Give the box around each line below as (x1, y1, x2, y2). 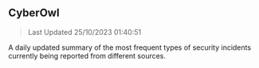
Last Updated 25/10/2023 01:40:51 (27, 27, 142, 36)
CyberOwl (8, 6, 60, 20)
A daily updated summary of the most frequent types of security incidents (8, 43, 252, 52)
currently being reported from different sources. (8, 51, 166, 60)
